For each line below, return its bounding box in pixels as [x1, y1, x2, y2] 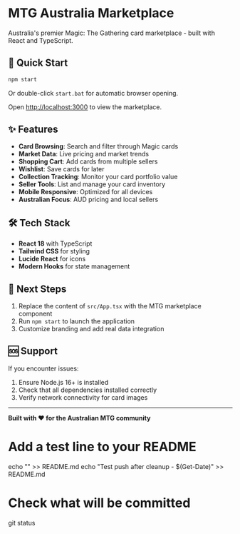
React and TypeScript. [8, 36, 73, 44]
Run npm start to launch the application [18, 317, 135, 326]
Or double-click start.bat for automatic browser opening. [8, 89, 179, 97]
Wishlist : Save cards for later [18, 165, 105, 173]
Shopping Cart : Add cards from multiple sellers [18, 157, 158, 166]
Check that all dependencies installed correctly [18, 386, 157, 394]
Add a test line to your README [8, 439, 197, 455]
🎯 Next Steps [8, 283, 67, 295]
